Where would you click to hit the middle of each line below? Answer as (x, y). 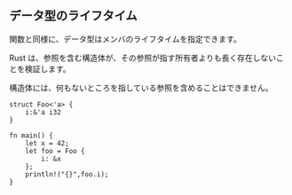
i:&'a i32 (43, 112)
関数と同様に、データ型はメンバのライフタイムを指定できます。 (125, 39)
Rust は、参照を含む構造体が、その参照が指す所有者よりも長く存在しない (143, 58)
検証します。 (47, 68)
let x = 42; (47, 143)
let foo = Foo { (55, 151)
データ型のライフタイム (73, 16)
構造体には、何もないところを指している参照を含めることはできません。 (141, 88)
